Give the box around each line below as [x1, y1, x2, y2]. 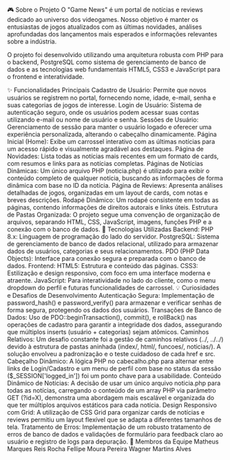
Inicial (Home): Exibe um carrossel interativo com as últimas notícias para [7, 138, 216, 146]
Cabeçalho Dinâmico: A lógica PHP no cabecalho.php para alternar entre [7, 357, 214, 365]
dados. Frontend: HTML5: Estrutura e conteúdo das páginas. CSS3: [7, 262, 198, 270]
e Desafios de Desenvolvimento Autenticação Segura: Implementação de [7, 292, 215, 299]
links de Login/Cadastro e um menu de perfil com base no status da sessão [7, 364, 222, 373]
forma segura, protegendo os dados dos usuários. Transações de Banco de [7, 306, 222, 314]
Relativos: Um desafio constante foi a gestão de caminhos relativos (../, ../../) [7, 336, 224, 343]
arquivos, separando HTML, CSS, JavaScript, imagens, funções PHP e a [7, 218, 212, 226]
